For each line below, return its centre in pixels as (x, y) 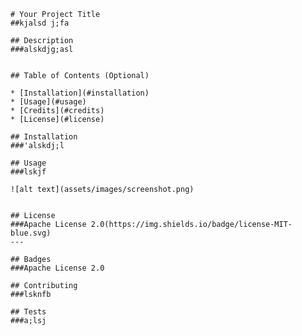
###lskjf (28, 172)
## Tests (28, 312)
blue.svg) (31, 233)
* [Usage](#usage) (48, 102)
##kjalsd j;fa (40, 23)
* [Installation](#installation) (80, 93)
